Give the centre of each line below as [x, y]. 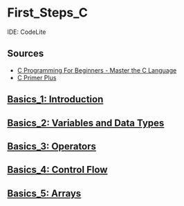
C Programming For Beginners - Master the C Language [97, 70]
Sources [26, 54]
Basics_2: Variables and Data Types [86, 123]
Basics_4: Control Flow [57, 170]
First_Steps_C [47, 13]
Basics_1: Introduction [55, 99]
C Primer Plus [37, 77]
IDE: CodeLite [27, 32]
